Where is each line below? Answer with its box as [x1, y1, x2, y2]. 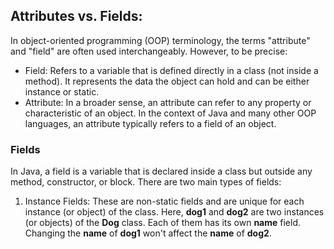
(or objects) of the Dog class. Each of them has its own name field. [24, 217, 302, 229]
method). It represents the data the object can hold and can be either [24, 75, 310, 87]
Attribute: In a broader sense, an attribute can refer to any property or [24, 96, 312, 108]
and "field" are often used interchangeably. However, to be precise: [10, 45, 288, 57]
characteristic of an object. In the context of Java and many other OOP [24, 107, 317, 119]
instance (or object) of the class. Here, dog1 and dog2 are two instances [24, 206, 325, 218]
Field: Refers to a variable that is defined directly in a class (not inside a [24, 64, 319, 76]
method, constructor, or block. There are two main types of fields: [10, 176, 282, 188]
